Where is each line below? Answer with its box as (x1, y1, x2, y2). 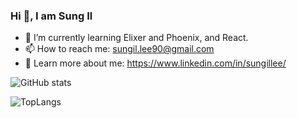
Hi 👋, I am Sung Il (10, 9, 93, 23)
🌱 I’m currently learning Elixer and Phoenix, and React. (24, 32, 249, 44)
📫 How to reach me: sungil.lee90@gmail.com (24, 43, 215, 55)
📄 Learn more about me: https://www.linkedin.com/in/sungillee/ (24, 57, 287, 69)
